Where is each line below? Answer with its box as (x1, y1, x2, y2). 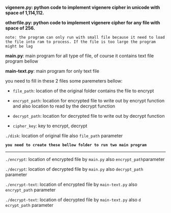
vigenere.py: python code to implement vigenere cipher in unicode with (5, 5, 160, 10)
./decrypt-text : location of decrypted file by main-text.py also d (5, 197, 141, 203)
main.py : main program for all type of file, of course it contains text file (5, 53, 154, 59)
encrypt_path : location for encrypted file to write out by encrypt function (12, 98, 165, 103)
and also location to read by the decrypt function (12, 103, 116, 109)
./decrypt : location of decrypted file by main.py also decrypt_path (5, 166, 144, 172)
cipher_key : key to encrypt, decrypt (12, 123, 88, 129)
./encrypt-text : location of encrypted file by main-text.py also (5, 181, 137, 188)
